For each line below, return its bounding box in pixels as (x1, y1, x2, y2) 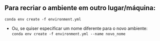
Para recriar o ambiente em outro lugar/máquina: (4, 4, 156, 12)
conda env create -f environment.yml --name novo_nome (11, 31, 126, 36)
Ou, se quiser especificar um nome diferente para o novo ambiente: (11, 25, 148, 31)
